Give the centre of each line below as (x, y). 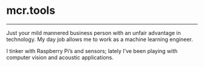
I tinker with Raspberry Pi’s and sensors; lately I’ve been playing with (92, 51)
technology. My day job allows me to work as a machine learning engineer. (100, 39)
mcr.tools (31, 11)
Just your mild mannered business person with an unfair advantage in (93, 33)
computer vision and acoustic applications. (60, 57)
